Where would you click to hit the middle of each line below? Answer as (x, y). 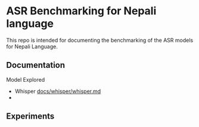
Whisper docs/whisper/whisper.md (58, 91)
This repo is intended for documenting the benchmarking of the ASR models (100, 40)
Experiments (30, 117)
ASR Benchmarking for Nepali (81, 11)
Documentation (36, 65)
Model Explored (26, 79)
